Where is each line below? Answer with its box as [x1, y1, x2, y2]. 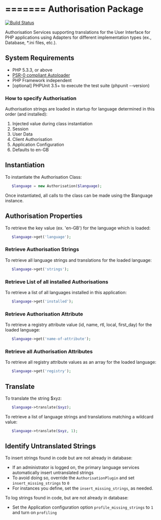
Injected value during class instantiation [12, 121, 93, 127]
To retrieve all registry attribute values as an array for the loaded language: [5, 359, 157, 365]
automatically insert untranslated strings [12, 470, 94, 476]
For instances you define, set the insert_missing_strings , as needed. [12, 485, 153, 492]
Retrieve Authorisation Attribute [5, 310, 83, 317]
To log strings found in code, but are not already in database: [5, 495, 129, 501]
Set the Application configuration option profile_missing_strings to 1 [12, 504, 154, 510]
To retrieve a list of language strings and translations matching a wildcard [5, 413, 154, 419]
